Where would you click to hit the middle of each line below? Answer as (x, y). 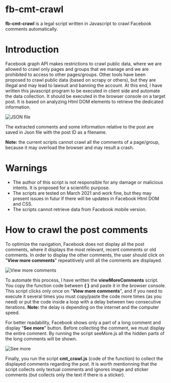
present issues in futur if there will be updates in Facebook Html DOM (86, 198)
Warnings (26, 168)
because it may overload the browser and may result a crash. (70, 147)
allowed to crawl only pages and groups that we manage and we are (77, 69)
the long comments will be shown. (41, 339)
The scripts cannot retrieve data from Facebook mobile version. (80, 209)
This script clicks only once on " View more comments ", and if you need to (84, 291)
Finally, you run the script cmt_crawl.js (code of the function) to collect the (84, 359)
